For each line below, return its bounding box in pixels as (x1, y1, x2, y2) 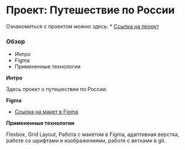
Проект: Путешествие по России (6, 4, 175, 17)
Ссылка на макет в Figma (14, 109, 78, 116)
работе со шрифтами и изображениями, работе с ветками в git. (6, 137, 166, 144)
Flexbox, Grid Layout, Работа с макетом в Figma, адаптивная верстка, (6, 131, 180, 138)
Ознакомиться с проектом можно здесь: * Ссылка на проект (6, 23, 159, 30)
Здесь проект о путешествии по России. (6, 86, 108, 93)
